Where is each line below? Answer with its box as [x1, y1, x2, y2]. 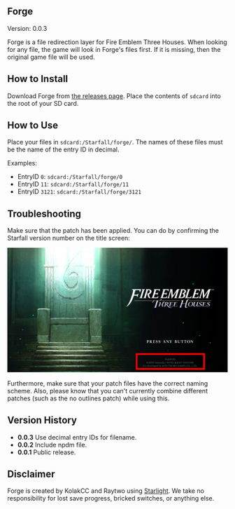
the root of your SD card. [7, 99, 79, 107]
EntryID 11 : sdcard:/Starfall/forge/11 [17, 180, 129, 189]
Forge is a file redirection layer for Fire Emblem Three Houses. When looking [7, 38, 227, 46]
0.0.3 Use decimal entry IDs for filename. [17, 433, 137, 441]
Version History [7, 414, 77, 426]
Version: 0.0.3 [7, 24, 48, 32]
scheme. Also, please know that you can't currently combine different [7, 386, 208, 395]
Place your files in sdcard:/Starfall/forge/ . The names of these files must [7, 138, 223, 147]
